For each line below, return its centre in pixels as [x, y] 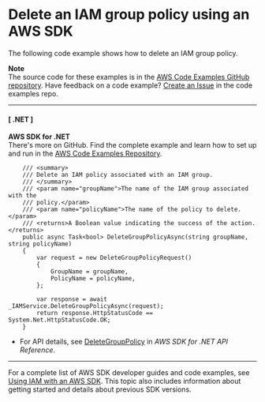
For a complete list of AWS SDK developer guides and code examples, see [129, 373]
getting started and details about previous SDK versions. [100, 389]
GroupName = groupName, [89, 272]
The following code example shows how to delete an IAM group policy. [123, 53]
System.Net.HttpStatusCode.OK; [60, 320]
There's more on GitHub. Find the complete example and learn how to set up [132, 145]
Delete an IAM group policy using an [129, 15]
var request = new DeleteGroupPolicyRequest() [114, 258]
